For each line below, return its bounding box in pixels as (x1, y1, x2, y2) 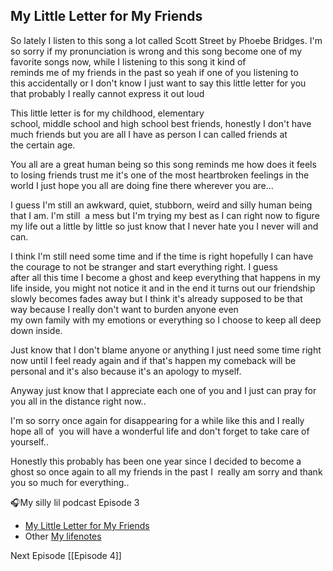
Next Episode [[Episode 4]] (10, 549, 122, 561)
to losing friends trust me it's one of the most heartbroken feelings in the (10, 169, 310, 181)
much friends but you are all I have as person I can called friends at (10, 128, 288, 140)
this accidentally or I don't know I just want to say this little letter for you (10, 77, 307, 89)
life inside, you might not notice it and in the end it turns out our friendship (10, 282, 316, 294)
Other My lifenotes (24, 530, 102, 542)
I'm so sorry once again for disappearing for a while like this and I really (10, 414, 305, 426)
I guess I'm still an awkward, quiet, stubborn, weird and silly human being (10, 199, 313, 211)
